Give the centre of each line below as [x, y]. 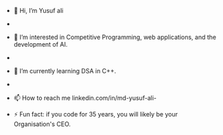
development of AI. [40, 44]
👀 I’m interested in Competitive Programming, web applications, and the [115, 37]
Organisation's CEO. [42, 124]
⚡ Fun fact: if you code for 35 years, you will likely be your [96, 114]
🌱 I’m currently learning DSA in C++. [65, 71]
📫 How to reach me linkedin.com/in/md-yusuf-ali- [85, 98]
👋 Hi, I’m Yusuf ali [38, 11]
